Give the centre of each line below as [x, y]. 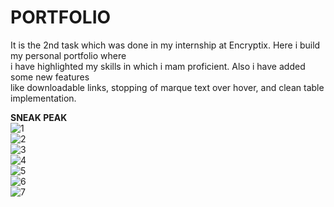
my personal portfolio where [68, 55]
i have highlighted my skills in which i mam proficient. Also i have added [158, 66]
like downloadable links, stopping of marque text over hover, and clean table [167, 87]
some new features [50, 77]
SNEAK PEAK [39, 117]
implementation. [43, 98]
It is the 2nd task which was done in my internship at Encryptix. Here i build [165, 45]
